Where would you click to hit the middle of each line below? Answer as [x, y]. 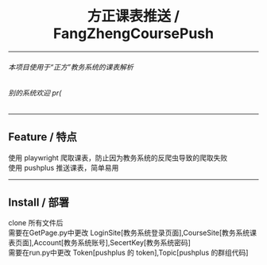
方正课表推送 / [133, 16]
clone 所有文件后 [36, 223]
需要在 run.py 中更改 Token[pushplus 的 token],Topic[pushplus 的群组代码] [128, 253]
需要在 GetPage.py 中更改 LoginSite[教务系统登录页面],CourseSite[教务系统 [129, 233]
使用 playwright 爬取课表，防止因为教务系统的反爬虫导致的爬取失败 [118, 157]
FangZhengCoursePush [133, 34]
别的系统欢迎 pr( [35, 93]
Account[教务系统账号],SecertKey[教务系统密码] [112, 243]
